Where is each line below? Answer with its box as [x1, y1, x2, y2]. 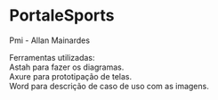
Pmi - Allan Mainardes [9, 35, 91, 46]
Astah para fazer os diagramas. [9, 62, 125, 72]
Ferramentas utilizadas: [9, 52, 95, 62]
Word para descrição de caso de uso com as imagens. [9, 80, 209, 91]
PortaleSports [9, 5, 115, 26]
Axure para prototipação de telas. [9, 71, 133, 81]
